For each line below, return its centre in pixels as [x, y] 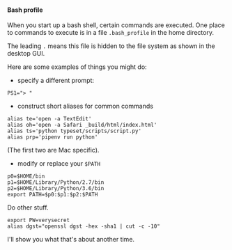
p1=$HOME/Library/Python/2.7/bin [56, 182]
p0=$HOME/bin [26, 177]
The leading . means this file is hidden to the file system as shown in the [111, 46]
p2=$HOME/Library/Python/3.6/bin [56, 189]
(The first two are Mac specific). [53, 150]
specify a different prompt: [56, 81]
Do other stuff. [28, 208]
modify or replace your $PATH [59, 164]
